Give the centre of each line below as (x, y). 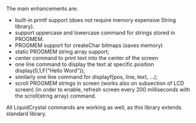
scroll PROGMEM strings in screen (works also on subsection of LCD (99, 83)
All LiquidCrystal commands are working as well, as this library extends (94, 107)
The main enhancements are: (42, 9)
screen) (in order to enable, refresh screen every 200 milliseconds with (102, 89)
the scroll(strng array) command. (56, 96)
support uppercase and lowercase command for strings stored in (95, 33)
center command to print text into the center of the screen (86, 58)
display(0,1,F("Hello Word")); (50, 70)
